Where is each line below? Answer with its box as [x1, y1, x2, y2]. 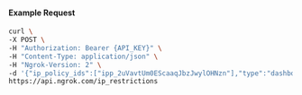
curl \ [8, 27, 33, 36]
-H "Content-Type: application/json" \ [8, 52, 159, 61]
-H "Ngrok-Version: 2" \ [8, 60, 102, 69]
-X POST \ [8, 36, 46, 45]
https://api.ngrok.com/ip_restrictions [8, 77, 159, 86]
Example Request [8, 7, 76, 18]
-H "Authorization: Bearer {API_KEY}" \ [8, 43, 163, 53]
